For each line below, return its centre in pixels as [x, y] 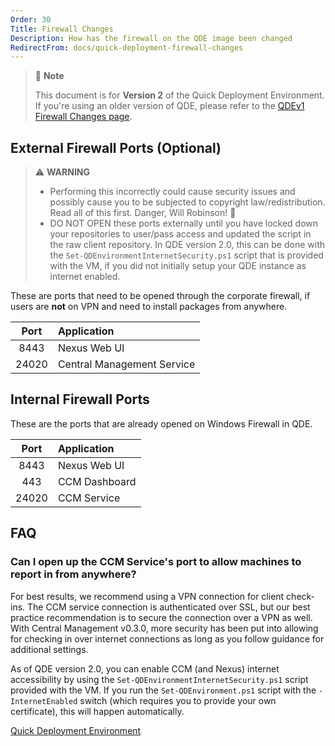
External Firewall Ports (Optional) [116, 147]
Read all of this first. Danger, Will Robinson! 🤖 [143, 213]
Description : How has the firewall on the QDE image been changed [151, 38]
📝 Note [49, 76]
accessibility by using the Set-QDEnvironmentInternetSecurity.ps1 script [159, 679]
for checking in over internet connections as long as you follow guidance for [167, 638]
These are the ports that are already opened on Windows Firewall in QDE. [161, 423]
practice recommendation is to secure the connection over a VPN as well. [161, 617]
